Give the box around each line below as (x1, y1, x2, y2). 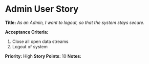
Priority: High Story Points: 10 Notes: (5, 53, 82, 59)
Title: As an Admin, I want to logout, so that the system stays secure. (5, 20, 145, 25)
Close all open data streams (12, 38, 68, 44)
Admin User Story (5, 3, 79, 15)
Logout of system (12, 43, 48, 49)
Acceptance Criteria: (5, 29, 49, 35)
